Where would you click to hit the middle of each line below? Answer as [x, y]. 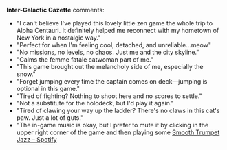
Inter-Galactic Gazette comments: [55, 10]
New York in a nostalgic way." [58, 38]
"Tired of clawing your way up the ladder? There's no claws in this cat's [118, 110]
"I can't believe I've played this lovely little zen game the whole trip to [115, 23]
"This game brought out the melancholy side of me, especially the [110, 67]
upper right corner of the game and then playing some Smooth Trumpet [118, 132]
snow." [26, 74]
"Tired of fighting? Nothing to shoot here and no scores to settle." [109, 96]
